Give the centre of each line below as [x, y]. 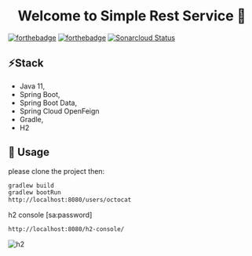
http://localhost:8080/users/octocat [70, 200]
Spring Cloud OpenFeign [59, 111]
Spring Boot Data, [48, 103]
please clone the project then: [57, 171]
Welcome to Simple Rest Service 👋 [132, 16]
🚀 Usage [29, 152]
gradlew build [31, 186]
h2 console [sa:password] [50, 215]
